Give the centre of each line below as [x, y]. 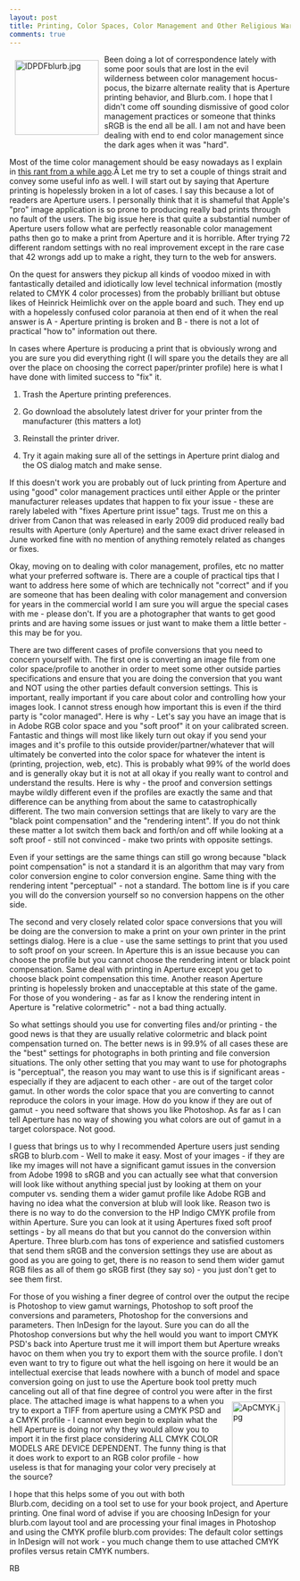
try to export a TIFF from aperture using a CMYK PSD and [115, 1410]
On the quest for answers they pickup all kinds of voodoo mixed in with [140, 274]
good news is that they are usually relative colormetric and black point [138, 1034]
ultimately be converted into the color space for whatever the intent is [137, 755]
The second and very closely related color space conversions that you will [146, 922]
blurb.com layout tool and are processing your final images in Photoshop [143, 1523]
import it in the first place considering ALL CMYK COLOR [114, 1439]
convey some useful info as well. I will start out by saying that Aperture [139, 181]
